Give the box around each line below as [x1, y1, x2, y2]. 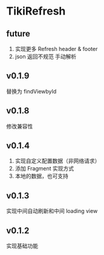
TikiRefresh [6, 4, 66, 18]
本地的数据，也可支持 [15, 172, 68, 180]
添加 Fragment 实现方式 [15, 165, 74, 172]
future [6, 29, 30, 39]
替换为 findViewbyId [6, 87, 57, 95]
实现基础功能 [6, 242, 38, 250]
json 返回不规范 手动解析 [15, 53, 77, 60]
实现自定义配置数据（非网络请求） [15, 157, 100, 165]
